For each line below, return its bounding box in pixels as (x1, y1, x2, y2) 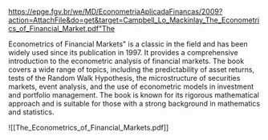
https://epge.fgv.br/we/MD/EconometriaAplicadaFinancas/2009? (8, 7, 223, 16)
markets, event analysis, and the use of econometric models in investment (8, 82, 254, 91)
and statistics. (8, 107, 55, 117)
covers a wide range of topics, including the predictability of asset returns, (8, 65, 255, 74)
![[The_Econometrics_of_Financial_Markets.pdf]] (8, 123, 169, 132)
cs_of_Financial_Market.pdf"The (8, 24, 116, 33)
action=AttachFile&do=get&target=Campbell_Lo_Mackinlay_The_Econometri (8, 15, 260, 25)
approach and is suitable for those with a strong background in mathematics (8, 99, 261, 108)
